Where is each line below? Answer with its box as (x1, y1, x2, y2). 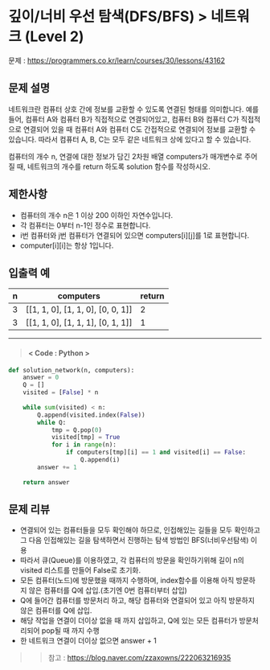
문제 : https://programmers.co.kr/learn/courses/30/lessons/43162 (8, 55, 226, 65)
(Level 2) (24, 27, 84, 46)
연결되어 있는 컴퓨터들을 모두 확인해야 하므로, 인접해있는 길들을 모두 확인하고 (19, 525, 261, 535)
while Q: (37, 418, 67, 426)
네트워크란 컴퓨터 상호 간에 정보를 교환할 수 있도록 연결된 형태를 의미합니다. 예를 (8, 104, 260, 113)
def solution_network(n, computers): (8, 366, 135, 374)
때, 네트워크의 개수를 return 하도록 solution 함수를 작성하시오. (16, 162, 211, 171)
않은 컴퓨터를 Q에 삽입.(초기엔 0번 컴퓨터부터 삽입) (28, 586, 187, 595)
